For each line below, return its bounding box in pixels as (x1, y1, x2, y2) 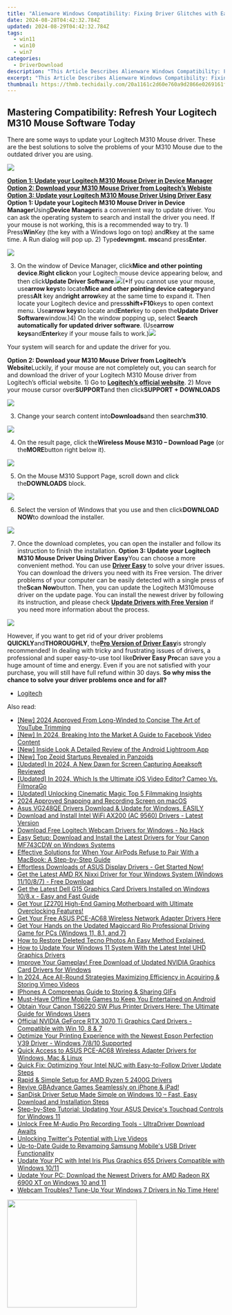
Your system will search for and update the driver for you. (7, 343, 171, 351)
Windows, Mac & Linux (17, 1054, 83, 1062)
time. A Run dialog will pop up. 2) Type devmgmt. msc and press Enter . (7, 236, 207, 244)
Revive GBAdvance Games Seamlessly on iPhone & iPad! (17, 1083, 180, 1092)
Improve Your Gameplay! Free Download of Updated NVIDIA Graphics (17, 958, 215, 967)
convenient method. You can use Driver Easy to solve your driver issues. (17, 561, 225, 570)
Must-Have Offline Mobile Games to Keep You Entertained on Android (17, 995, 216, 1003)
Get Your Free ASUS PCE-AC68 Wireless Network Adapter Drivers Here (17, 914, 221, 923)
